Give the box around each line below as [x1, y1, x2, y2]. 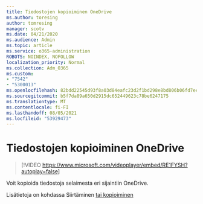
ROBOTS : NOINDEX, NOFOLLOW [6, 54, 74, 60]
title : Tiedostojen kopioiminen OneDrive [6, 8, 112, 15]
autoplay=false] [21, 168, 60, 175]
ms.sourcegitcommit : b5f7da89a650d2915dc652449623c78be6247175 [6, 93, 169, 99]
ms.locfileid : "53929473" [6, 115, 71, 121]
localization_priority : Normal [6, 59, 85, 65]
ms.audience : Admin [6, 37, 56, 43]
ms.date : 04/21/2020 [6, 31, 59, 37]
